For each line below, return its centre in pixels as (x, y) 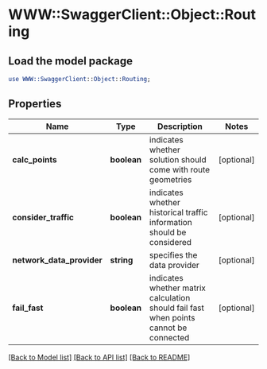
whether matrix (178, 288)
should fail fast (177, 308)
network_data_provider (58, 260)
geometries (171, 179)
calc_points (35, 159)
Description (180, 126)
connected (170, 337)
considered (171, 242)
